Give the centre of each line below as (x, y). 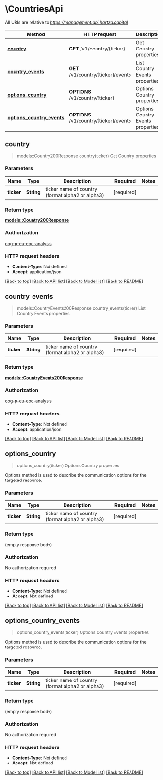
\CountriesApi (34, 9)
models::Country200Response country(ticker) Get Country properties (87, 156)
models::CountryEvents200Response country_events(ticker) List (81, 308)
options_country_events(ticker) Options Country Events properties (83, 632)
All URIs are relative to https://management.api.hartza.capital (66, 22)
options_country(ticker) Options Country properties (68, 465)
